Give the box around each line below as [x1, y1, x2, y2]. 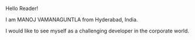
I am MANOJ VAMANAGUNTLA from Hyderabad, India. [5, 16, 138, 23]
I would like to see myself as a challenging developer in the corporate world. [5, 27, 190, 34]
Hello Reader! [5, 5, 39, 12]
